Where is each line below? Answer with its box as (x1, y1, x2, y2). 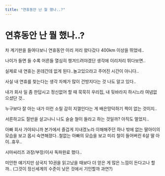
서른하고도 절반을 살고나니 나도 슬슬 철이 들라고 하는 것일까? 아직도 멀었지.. (5, 116, 149, 122)
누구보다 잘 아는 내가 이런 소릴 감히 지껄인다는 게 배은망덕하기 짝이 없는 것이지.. (5, 105, 158, 111)
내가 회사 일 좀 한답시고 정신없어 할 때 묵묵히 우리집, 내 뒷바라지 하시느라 (5, 89, 144, 95)
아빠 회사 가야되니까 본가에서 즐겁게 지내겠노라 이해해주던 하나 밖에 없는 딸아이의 (5, 126, 161, 132)
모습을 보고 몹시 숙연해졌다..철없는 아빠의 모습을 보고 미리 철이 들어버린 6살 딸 (5, 132, 155, 138)
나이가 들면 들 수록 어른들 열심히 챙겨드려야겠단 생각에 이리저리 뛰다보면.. (5, 58, 146, 63)
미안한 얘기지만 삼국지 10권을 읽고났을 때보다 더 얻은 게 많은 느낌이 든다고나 (5, 159, 150, 165)
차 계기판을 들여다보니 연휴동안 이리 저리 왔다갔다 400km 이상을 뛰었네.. (5, 47, 144, 53)
